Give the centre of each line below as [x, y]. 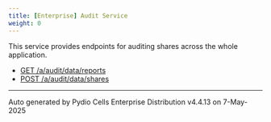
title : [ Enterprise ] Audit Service [68, 16]
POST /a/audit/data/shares [65, 79]
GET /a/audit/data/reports [63, 70]
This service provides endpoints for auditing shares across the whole [123, 46]
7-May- [236, 102]
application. [28, 55]
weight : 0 [25, 23]
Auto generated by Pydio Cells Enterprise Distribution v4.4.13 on [115, 102]
